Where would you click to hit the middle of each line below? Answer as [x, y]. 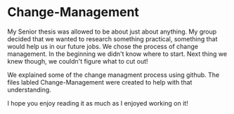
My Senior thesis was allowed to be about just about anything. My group [112, 31]
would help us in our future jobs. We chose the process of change [103, 46]
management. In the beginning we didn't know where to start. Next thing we [117, 54]
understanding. [29, 90]
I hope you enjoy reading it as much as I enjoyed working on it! [98, 103]
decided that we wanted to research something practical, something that [112, 38]
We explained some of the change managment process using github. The [113, 75]
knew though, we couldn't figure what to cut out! [78, 61]
